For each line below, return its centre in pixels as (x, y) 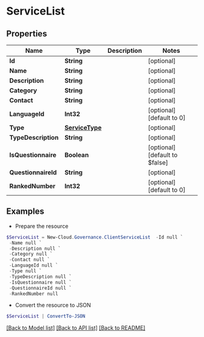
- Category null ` (31, 254)
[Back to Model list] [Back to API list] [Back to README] (76, 328)
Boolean (77, 155)
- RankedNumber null (34, 294)
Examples (25, 212)
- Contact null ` (29, 260)
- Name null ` (25, 243)
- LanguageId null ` (34, 265)
